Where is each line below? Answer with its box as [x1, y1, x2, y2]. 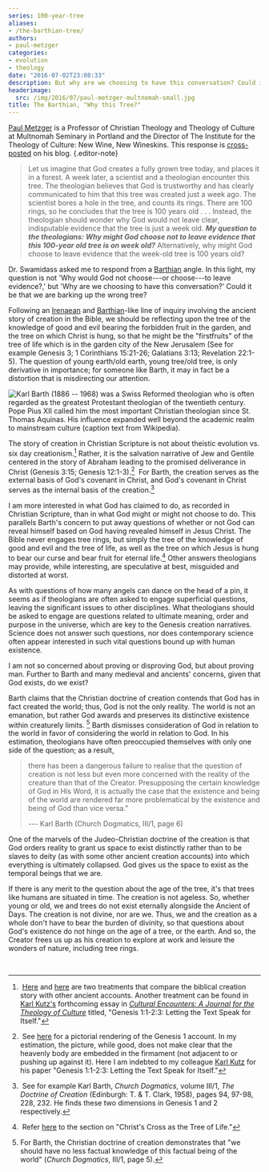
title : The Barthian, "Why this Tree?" [8, 101, 142, 109]
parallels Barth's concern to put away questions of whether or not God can [8, 518, 255, 528]
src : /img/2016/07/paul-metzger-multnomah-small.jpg [15, 94, 195, 102]
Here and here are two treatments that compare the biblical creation [22, 982, 247, 992]
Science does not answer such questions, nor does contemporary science [8, 628, 254, 637]
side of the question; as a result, [8, 745, 114, 755]
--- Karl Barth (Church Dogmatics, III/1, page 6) [27, 819, 184, 829]
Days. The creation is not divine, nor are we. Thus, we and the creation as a [8, 909, 258, 919]
